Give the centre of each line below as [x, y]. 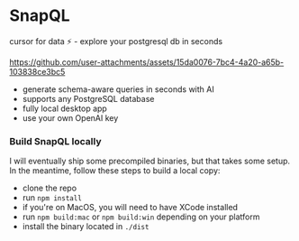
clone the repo [50, 188]
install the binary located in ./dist [86, 227]
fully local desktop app [65, 108]
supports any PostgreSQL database [88, 98]
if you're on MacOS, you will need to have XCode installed [130, 208]
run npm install [52, 198]
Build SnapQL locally [55, 141]
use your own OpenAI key [70, 117]
